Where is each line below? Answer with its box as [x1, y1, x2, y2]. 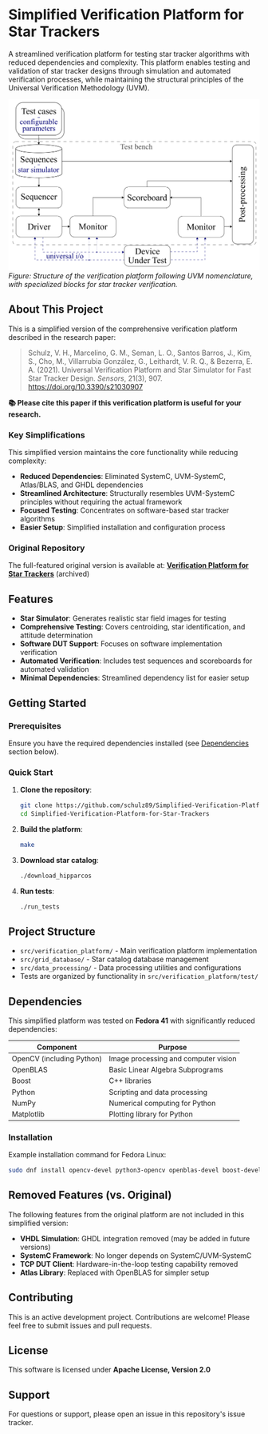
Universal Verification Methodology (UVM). [8, 82, 150, 93]
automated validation [19, 665, 89, 674]
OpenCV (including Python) [11, 1053, 102, 1063]
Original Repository [8, 542, 85, 553]
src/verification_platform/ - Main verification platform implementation [19, 946, 258, 956]
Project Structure [8, 925, 96, 938]
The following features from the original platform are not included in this [8, 1209, 245, 1219]
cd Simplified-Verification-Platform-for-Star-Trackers [19, 810, 210, 818]
